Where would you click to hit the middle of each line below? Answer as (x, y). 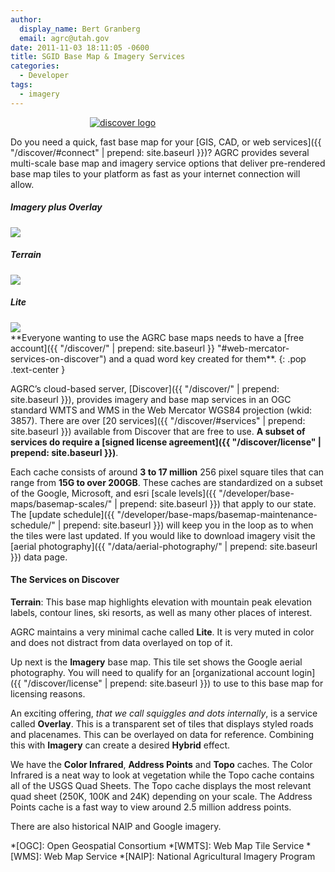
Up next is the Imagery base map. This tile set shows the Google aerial (156, 662)
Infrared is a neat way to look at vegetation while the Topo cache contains (162, 775)
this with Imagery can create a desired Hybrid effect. (120, 745)
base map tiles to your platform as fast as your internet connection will (155, 173)
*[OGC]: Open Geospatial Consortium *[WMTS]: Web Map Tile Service (157, 845)
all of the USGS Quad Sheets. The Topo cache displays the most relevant (161, 785)
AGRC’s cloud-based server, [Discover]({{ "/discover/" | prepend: (145, 388)
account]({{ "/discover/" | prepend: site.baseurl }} (113, 348)
